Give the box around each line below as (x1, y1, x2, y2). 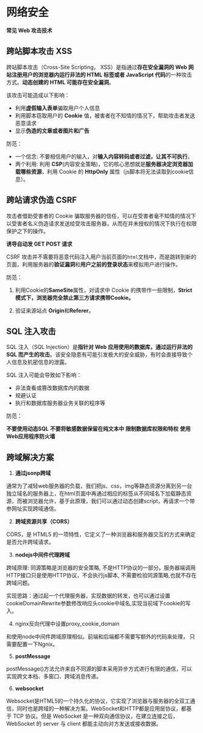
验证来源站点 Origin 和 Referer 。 (14, 307, 94, 314)
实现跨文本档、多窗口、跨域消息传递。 (6, 673, 101, 680)
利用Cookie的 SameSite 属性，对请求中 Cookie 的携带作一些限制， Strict (14, 286, 193, 294)
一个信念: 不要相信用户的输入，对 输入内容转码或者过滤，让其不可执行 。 (14, 153, 193, 160)
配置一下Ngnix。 (16, 640, 59, 648)
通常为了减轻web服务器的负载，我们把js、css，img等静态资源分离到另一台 (6, 482, 192, 489)
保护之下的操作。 (6, 227, 49, 234)
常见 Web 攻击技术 (6, 27, 53, 34)
